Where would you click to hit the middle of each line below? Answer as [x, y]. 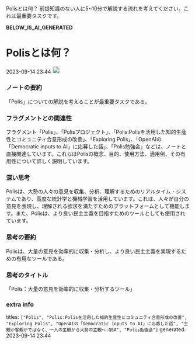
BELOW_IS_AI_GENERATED [39, 27]
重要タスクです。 [42, 16]
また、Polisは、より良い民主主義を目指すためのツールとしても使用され [100, 213]
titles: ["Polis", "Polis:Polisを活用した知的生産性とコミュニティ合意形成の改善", [97, 317]
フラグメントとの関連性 [39, 118]
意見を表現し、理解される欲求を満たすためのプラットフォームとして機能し [95, 206]
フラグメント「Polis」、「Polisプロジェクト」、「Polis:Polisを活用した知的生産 [96, 132]
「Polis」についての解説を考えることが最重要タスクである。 [78, 102]
